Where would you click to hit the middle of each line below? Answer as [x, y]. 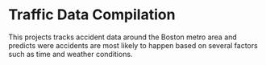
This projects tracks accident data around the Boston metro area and [123, 37]
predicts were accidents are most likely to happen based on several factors [133, 45]
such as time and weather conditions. [71, 54]
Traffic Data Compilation [92, 15]
